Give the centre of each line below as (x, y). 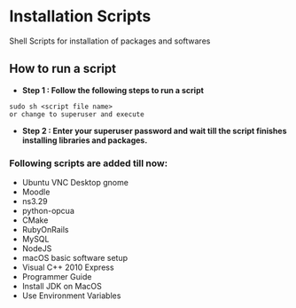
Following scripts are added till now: (89, 163)
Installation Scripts (80, 16)
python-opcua (48, 211)
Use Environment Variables (71, 296)
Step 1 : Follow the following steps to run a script (113, 90)
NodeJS (37, 249)
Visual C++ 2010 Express (68, 267)
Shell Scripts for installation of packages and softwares (110, 41)
